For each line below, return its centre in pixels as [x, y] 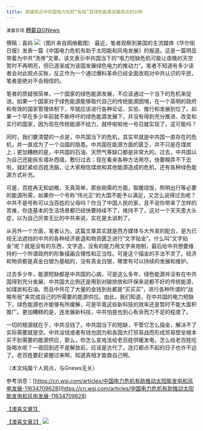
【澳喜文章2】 [24, 421]
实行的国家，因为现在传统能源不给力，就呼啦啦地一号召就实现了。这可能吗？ [101, 124]
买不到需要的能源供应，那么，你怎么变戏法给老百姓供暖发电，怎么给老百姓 [99, 339]
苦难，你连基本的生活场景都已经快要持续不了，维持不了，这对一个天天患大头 [101, 210]
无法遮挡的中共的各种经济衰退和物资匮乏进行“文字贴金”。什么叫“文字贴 [100, 238]
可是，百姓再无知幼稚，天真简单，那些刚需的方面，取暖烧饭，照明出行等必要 [101, 187]
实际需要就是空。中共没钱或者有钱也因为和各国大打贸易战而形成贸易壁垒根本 [101, 332]
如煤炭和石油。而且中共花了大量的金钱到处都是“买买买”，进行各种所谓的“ [97, 289]
